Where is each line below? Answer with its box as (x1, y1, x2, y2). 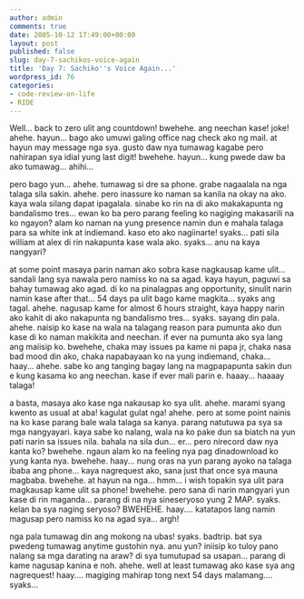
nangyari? (9, 246, 47, 257)
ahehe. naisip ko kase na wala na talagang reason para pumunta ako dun (9, 322, 282, 333)
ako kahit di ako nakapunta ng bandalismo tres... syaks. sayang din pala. (9, 313, 279, 324)
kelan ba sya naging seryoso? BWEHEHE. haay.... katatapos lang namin (9, 504, 276, 514)
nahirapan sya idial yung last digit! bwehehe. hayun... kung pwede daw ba (9, 152, 286, 163)
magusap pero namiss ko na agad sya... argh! (9, 514, 180, 524)
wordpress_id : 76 (9, 73, 75, 82)
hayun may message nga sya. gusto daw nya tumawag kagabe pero (9, 142, 264, 153)
